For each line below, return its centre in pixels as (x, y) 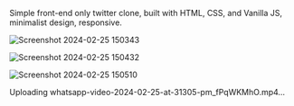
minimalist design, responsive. (66, 22)
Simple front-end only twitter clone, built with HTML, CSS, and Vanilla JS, (146, 13)
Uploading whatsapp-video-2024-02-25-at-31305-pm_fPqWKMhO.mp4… (147, 92)
